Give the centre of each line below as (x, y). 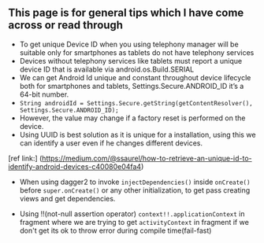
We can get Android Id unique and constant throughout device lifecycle (135, 77)
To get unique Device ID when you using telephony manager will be (129, 44)
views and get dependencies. (67, 198)
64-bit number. (44, 94)
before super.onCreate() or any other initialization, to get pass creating (135, 190)
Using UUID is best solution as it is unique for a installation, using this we (138, 134)
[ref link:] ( (25, 158)
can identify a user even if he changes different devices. (111, 143)
